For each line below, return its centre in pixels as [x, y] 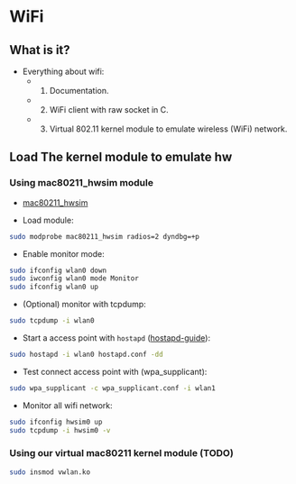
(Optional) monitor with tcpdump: [84, 305]
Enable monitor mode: [64, 253]
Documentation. [79, 91]
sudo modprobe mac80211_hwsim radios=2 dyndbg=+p [105, 236]
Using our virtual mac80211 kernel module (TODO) [122, 453]
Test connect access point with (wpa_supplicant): [115, 371]
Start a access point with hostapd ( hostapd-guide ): [116, 338]
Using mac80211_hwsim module [81, 183]
